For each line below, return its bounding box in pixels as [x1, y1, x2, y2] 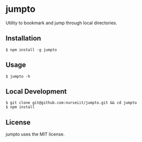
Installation [5, 34, 41, 43]
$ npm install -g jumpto [5, 47, 57, 52]
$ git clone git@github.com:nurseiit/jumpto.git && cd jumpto [5, 100, 137, 105]
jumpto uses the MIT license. [5, 131, 65, 137]
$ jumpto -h [5, 74, 30, 79]
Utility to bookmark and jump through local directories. [5, 20, 117, 26]
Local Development [5, 87, 67, 95]
